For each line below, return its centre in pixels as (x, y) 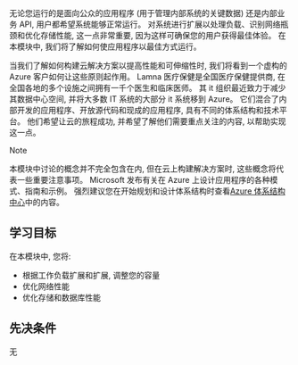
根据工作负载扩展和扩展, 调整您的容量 (91, 275)
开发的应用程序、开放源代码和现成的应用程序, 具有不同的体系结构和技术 (148, 110)
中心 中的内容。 (37, 202)
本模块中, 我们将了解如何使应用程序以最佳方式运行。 (105, 46)
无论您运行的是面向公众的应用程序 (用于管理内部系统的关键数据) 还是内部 (144, 13)
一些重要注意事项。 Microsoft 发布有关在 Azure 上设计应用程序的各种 (143, 180)
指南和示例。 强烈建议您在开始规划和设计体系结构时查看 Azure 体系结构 (155, 191)
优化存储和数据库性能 (61, 297)
